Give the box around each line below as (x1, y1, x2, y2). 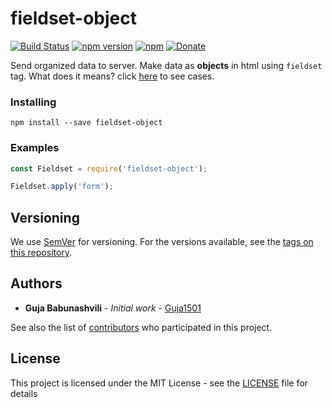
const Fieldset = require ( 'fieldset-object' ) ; (10, 163, 208, 174)
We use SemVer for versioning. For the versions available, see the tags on (10, 236, 314, 248)
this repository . (10, 247, 73, 259)
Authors (10, 275, 63, 292)
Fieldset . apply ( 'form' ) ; (10, 182, 114, 192)
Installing (10, 95, 57, 109)
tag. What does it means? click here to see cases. (10, 70, 215, 82)
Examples (10, 141, 60, 155)
